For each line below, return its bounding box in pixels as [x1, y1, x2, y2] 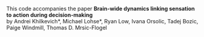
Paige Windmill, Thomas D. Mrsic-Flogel [6, 24, 107, 31]
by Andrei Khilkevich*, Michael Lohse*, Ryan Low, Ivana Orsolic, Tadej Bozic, [6, 18, 199, 24]
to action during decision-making [6, 11, 93, 18]
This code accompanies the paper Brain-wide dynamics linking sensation [6, 5, 195, 12]
